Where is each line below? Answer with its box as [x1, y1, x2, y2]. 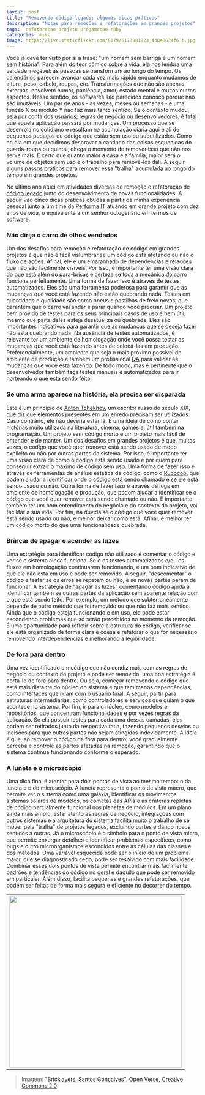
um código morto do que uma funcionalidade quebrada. [6, 521, 147, 528]
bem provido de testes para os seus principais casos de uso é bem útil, [6, 310, 186, 317]
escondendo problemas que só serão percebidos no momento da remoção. [6, 615, 197, 622]
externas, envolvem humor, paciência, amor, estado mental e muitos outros [6, 87, 196, 94]
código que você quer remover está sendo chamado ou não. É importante [6, 495, 193, 503]
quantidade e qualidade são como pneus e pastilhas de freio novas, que [6, 297, 188, 304]
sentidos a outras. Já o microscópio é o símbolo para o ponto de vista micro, [6, 830, 199, 837]
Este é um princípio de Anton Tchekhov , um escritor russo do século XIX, [6, 404, 191, 411]
